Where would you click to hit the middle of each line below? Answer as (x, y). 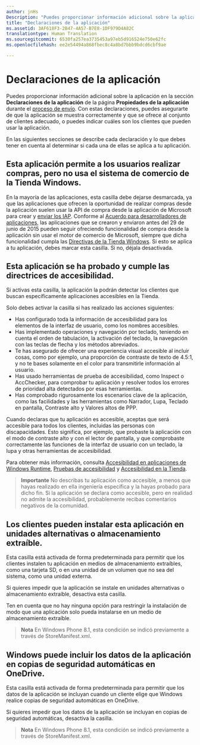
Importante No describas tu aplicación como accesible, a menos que (106, 480)
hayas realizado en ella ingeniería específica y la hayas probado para (105, 487)
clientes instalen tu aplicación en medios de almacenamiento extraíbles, (94, 564)
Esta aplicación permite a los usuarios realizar (93, 164)
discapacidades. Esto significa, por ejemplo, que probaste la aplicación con (99, 432)
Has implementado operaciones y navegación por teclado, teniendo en (102, 332)
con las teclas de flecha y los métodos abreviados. (77, 345)
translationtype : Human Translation (51, 34)
